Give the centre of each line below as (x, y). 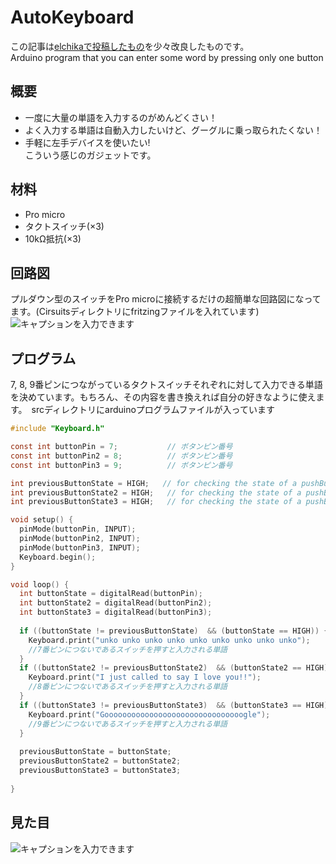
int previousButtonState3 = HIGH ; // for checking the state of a (156, 502)
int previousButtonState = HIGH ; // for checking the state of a (154, 483)
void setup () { (42, 520)
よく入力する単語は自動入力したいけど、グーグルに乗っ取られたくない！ (173, 130)
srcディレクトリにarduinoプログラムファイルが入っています (153, 410)
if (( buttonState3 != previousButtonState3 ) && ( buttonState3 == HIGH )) (176, 705)
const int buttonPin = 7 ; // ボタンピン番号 (121, 447)
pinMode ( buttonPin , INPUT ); (78, 529)
